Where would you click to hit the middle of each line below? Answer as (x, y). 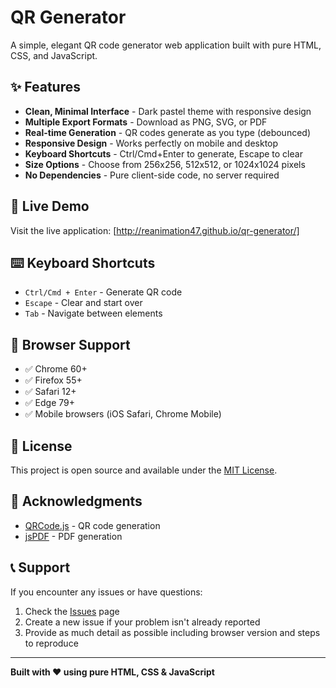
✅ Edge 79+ (49, 403)
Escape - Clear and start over (83, 303)
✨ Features (45, 87)
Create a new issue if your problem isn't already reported (142, 622)
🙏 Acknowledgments (76, 501)
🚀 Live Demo (50, 206)
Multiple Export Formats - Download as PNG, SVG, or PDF (146, 122)
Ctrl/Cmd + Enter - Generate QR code (103, 292)
